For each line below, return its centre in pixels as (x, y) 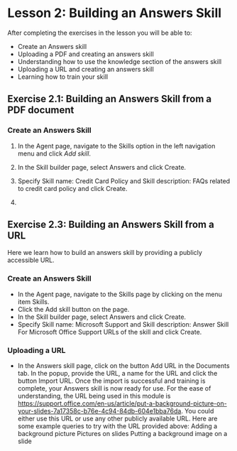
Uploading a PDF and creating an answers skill (86, 54)
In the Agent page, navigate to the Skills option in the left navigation (116, 146)
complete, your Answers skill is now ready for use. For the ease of (114, 388)
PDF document (41, 110)
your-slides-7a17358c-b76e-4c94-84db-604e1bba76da (99, 411)
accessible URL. (31, 260)
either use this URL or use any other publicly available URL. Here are (117, 419)
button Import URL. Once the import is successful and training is (111, 381)
